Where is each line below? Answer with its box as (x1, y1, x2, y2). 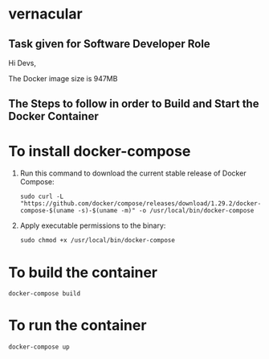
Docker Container (8, 109, 99, 123)
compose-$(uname (19, 207, 75, 215)
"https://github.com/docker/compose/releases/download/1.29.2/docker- (19, 200, 262, 208)
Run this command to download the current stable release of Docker (19, 168, 247, 178)
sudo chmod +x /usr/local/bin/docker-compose (19, 237, 175, 245)
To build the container (8, 263, 158, 282)
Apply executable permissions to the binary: (19, 221, 166, 230)
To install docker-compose (8, 142, 191, 160)
